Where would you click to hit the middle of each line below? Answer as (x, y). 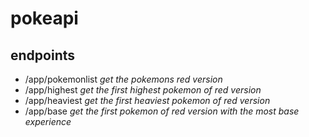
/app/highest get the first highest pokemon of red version (143, 90)
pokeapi (44, 18)
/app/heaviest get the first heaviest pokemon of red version (147, 100)
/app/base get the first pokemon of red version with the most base (162, 111)
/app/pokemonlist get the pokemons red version (123, 79)
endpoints (43, 55)
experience (48, 121)
